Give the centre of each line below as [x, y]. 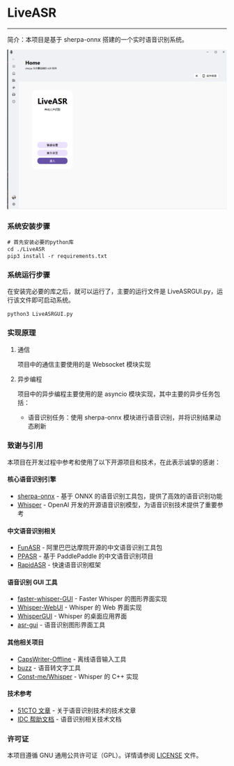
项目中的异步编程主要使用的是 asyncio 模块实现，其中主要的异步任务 [116, 394]
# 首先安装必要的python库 [41, 242]
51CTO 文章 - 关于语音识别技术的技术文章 [77, 710]
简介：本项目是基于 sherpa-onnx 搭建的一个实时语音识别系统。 [97, 39]
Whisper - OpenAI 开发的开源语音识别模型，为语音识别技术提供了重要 [117, 505]
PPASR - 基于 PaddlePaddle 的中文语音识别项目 [85, 556]
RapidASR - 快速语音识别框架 [59, 565]
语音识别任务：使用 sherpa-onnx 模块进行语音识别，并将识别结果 [121, 417]
